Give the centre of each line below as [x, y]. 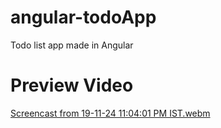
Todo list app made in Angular [72, 45]
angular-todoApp [83, 17]
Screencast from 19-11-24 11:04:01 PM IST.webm [110, 113]
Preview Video [72, 85]
